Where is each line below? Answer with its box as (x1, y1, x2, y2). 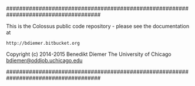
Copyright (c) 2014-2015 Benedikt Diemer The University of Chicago (6, 51, 172, 58)
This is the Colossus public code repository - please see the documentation (6, 23, 190, 29)
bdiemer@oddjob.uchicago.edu (6, 57, 83, 64)
